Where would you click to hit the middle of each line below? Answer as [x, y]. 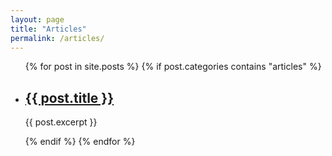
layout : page [37, 19]
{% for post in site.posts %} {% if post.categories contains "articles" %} [173, 67]
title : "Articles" [48, 29]
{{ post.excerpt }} [61, 122]
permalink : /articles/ [57, 38]
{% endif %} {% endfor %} [80, 142]
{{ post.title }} [69, 97]
